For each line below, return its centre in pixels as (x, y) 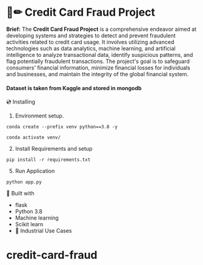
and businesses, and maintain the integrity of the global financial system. (98, 74)
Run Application (35, 171)
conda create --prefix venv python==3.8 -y (62, 127)
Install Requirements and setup (54, 149)
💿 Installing (21, 102)
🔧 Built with (20, 194)
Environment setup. (39, 116)
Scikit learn (29, 224)
